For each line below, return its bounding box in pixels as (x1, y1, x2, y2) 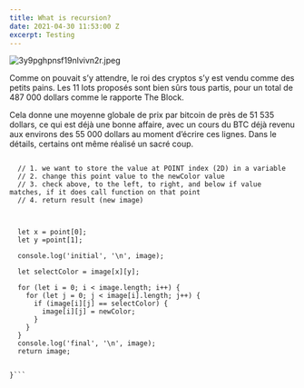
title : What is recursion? (9, 13, 112, 23)
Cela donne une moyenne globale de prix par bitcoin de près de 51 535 (9, 110, 275, 121)
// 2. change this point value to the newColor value (17, 172, 225, 182)
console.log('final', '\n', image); (17, 339, 156, 348)
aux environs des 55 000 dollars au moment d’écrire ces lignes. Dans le (9, 129, 277, 140)
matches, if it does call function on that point (9, 188, 201, 197)
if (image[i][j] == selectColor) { (33, 299, 169, 309)
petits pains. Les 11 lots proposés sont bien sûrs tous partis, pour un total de (9, 83, 293, 94)
